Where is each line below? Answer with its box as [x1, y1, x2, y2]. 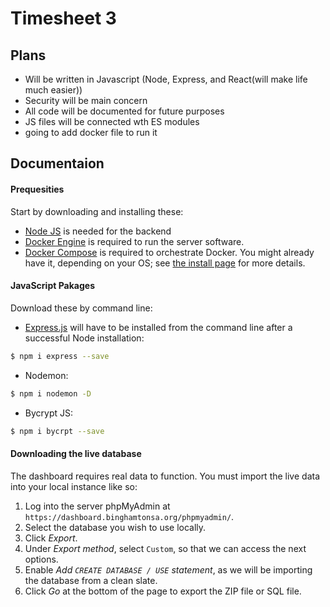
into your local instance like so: [10, 480, 138, 492]
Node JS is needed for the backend [24, 225, 172, 237]
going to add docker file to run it [24, 127, 158, 138]
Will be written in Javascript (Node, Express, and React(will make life [24, 73, 308, 85]
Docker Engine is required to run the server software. [24, 235, 245, 247]
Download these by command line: [10, 302, 153, 314]
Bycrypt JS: [24, 407, 74, 419]
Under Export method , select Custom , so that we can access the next [24, 542, 307, 554]
